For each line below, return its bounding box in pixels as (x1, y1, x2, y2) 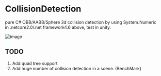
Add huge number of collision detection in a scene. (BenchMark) (12, 65, 142, 71)
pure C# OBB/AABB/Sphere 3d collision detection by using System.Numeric (5, 19, 157, 25)
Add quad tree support (12, 60, 58, 66)
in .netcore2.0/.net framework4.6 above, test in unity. (5, 24, 111, 30)
